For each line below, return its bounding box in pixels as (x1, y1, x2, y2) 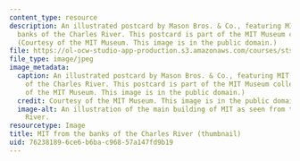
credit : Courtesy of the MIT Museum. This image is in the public (17, 96, 270, 106)
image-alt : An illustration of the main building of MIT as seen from (17, 105, 286, 114)
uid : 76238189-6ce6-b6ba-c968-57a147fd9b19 (9, 138, 174, 147)
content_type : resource (9, 13, 98, 22)
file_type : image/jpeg (9, 55, 94, 64)
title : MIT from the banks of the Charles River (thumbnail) (9, 130, 242, 139)
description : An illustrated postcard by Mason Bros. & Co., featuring (9, 21, 281, 30)
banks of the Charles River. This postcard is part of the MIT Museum (17, 30, 286, 38)
